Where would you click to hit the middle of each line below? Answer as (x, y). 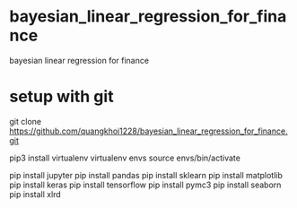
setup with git (61, 97)
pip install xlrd (35, 194)
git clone (26, 121)
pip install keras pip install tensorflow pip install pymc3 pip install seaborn (145, 185)
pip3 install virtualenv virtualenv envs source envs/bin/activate (125, 158)
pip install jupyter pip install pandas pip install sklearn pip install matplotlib (146, 175)
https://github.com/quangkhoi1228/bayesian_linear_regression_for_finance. (149, 131)
